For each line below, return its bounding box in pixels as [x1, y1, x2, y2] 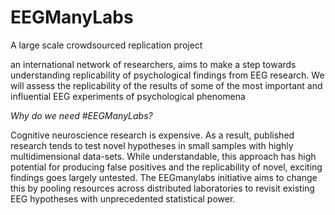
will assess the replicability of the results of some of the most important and [10, 79, 323, 91]
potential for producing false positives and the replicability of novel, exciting [10, 161, 323, 173]
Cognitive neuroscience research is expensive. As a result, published [10, 129, 295, 141]
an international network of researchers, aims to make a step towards [10, 58, 297, 70]
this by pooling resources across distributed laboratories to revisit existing [10, 182, 315, 194]
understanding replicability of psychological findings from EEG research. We [10, 69, 325, 81]
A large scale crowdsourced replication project [10, 39, 203, 51]
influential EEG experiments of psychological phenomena [10, 90, 246, 102]
